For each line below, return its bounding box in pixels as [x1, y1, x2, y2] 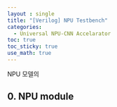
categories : [7, 23, 42, 30]
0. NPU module [7, 91, 74, 103]
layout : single [7, 10, 55, 18]
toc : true [7, 37, 36, 44]
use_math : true [7, 50, 52, 57]
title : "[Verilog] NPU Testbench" [7, 17, 109, 24]
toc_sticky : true [7, 43, 58, 50]
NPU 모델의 [7, 70, 40, 78]
